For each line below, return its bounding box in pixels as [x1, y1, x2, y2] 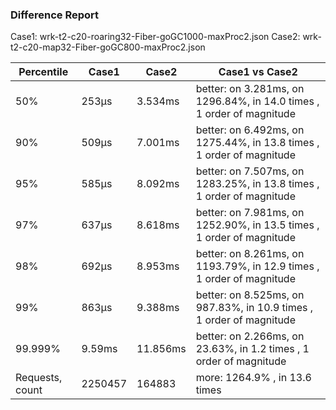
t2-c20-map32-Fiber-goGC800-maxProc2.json [10, 41, 206, 53]
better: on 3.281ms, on [195, 82, 305, 96]
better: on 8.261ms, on [195, 247, 305, 261]
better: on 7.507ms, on [195, 164, 305, 178]
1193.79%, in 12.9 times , [195, 259, 320, 273]
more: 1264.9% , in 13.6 [195, 371, 312, 385]
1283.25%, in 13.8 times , [195, 177, 320, 191]
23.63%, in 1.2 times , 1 [195, 342, 310, 356]
